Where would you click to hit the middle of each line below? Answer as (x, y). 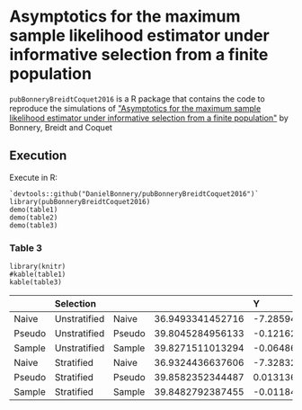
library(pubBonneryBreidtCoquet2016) (80, 201)
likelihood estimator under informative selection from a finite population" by (149, 118)
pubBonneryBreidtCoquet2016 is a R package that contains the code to (137, 98)
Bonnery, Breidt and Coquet (61, 127)
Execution (38, 156)
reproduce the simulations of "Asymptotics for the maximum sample (135, 108)
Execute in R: (34, 177)
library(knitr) (38, 267)
